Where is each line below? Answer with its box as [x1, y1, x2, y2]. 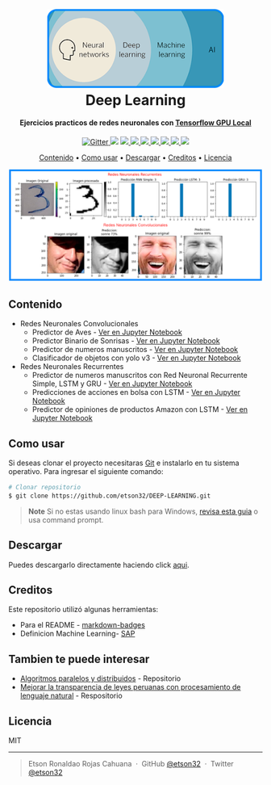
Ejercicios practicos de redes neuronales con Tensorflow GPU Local [19, 118, 252, 128]
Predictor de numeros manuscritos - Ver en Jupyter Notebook [31, 345, 239, 355]
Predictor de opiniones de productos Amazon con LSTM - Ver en [31, 405, 248, 414]
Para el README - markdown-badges [19, 620, 145, 630]
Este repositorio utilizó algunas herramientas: [8, 605, 159, 615]
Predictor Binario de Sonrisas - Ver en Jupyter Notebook [31, 336, 220, 346]
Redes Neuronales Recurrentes [19, 362, 124, 372]
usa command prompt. [27, 514, 104, 524]
